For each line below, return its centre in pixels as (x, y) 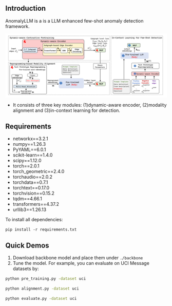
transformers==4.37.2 (36, 204)
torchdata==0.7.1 (30, 182)
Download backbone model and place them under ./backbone (78, 258)
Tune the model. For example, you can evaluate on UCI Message (81, 263)
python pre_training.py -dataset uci (46, 279)
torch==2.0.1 (26, 166)
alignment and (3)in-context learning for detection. (66, 110)
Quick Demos (27, 245)
